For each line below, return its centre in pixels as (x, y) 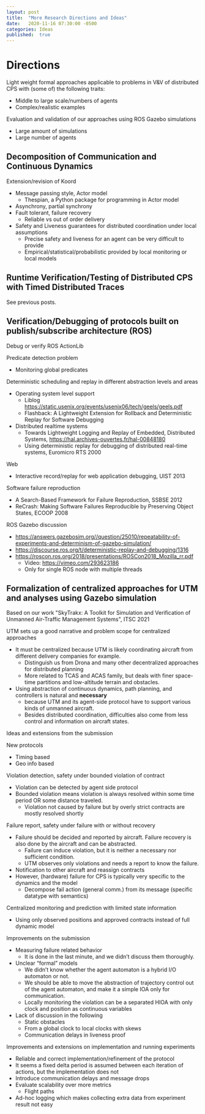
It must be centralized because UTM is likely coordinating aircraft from (104, 650)
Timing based (32, 757)
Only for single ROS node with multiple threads (83, 569)
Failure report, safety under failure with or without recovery (81, 825)
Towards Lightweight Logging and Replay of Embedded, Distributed (110, 432)
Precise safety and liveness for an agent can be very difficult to (104, 239)
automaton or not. (47, 976)
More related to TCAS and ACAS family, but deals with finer (99, 676)
